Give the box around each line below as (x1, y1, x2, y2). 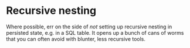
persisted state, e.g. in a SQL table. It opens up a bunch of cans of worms (6, 29, 184, 36)
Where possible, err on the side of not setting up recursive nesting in (6, 23, 172, 30)
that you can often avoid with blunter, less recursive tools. (6, 35, 145, 42)
